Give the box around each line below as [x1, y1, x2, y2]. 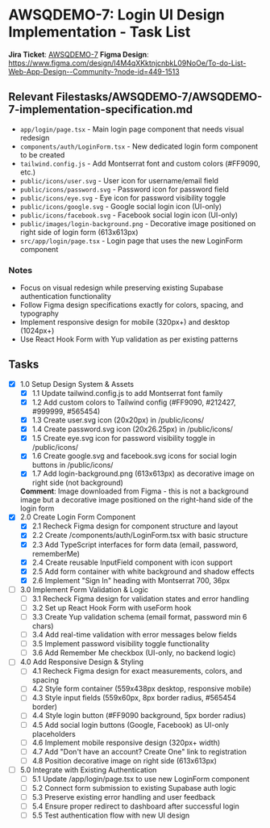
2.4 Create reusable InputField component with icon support [31, 557, 233, 567]
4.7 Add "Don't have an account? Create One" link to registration [31, 746, 247, 756]
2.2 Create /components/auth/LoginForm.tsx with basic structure [31, 531, 248, 540]
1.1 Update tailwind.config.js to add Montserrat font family [31, 388, 223, 397]
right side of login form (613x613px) [19, 227, 139, 237]
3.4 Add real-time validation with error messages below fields [31, 630, 238, 640]
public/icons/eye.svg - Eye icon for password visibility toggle [19, 192, 226, 203]
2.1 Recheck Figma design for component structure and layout [31, 521, 239, 531]
